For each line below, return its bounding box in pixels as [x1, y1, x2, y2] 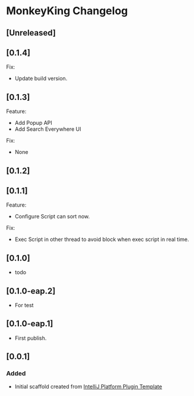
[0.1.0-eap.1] [6, 318, 53, 329]
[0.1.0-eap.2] [6, 286, 56, 296]
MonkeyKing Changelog [6, 4, 128, 18]
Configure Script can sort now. [14, 213, 90, 220]
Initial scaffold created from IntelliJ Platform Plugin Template [14, 383, 163, 390]
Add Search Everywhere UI [14, 125, 81, 133]
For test [14, 302, 34, 309]
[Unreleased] [6, 28, 56, 38]
